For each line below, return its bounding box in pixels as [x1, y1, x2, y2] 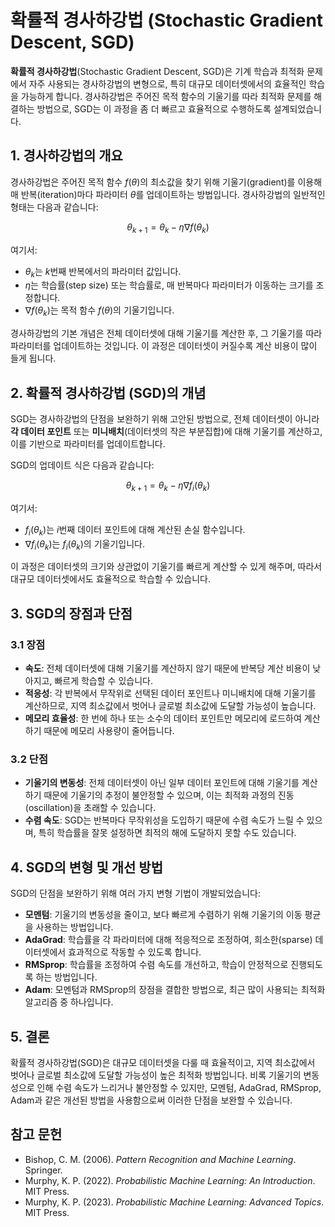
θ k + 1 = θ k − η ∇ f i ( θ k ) [125, 479, 211, 493]
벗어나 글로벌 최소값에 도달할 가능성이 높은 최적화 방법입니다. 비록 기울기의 [10, 1069, 302, 1081]
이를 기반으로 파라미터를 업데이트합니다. [10, 437, 166, 450]
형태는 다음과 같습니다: [10, 201, 99, 213]
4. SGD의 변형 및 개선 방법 [10, 859, 163, 876]
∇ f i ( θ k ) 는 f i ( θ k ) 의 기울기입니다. [24, 537, 145, 552]
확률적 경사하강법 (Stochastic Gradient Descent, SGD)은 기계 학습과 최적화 [10, 65, 305, 77]
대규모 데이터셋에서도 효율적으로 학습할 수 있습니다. [10, 573, 211, 585]
